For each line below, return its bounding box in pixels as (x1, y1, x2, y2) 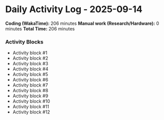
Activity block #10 (12, 98, 50, 104)
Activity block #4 (12, 66, 49, 72)
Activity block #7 (12, 82, 48, 88)
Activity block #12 (12, 109, 50, 115)
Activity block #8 (12, 88, 48, 94)
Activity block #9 (12, 93, 48, 99)
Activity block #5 (12, 71, 48, 77)
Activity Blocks (5, 38, 44, 45)
